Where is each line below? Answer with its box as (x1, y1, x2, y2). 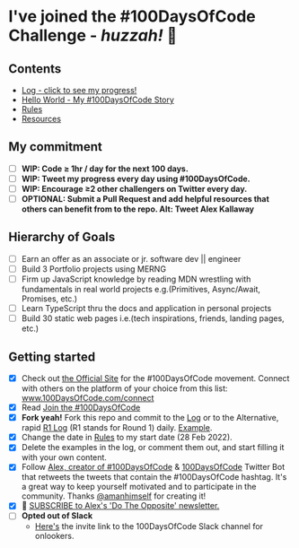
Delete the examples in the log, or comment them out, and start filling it (21, 442, 285, 453)
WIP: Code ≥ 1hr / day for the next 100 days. (21, 163, 189, 174)
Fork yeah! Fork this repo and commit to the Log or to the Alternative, (21, 413, 279, 423)
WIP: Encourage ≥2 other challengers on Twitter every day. (21, 183, 248, 194)
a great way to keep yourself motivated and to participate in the (21, 482, 257, 492)
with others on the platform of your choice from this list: (21, 383, 228, 394)
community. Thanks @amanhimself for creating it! (21, 491, 207, 501)
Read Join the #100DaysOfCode (21, 402, 141, 413)
